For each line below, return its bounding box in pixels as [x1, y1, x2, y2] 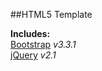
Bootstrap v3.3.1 [10, 39, 77, 50]
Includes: [10, 28, 51, 39]
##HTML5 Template [10, 9, 93, 20]
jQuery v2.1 [10, 49, 57, 61]
